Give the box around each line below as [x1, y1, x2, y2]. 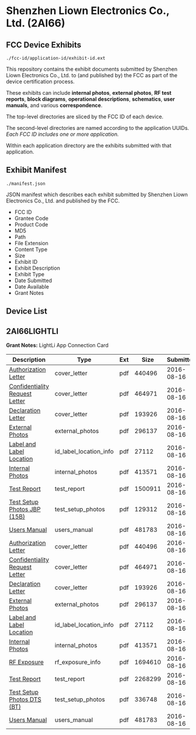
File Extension [14, 239, 48, 246]
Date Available [14, 283, 50, 290]
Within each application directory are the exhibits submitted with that [6, 142, 172, 149]
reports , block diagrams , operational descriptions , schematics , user [6, 95, 175, 102]
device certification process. [6, 78, 75, 85]
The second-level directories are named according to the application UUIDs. [6, 125, 190, 131]
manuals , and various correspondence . [6, 102, 103, 109]
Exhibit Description [14, 265, 60, 272]
